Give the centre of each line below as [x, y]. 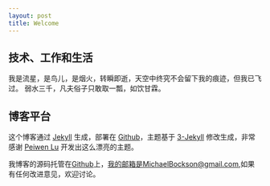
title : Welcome [34, 23]
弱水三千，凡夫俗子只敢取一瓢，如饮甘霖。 [94, 88]
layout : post [30, 16]
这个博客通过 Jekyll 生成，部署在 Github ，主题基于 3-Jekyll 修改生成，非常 [132, 137]
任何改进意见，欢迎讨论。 [57, 174]
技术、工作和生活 [51, 57]
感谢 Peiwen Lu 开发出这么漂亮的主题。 [74, 147]
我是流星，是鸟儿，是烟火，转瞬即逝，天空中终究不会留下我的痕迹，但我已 [131, 79]
